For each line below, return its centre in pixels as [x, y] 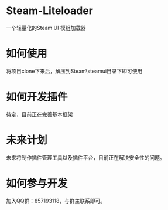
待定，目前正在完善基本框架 [40, 114]
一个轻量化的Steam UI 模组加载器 [46, 28]
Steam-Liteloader [50, 11]
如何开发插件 [37, 97]
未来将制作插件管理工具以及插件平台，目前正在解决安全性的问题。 [85, 157]
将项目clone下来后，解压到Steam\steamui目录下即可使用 [74, 71]
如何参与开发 [37, 183]
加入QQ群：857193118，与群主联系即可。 [56, 201]
